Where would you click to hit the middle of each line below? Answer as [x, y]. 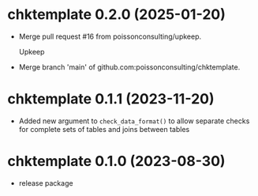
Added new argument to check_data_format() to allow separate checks [134, 121]
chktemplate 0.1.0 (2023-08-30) [116, 162]
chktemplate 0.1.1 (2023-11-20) [111, 99]
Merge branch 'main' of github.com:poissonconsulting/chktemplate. [129, 67]
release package [46, 183]
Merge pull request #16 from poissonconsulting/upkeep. [110, 36]
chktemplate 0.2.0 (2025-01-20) [116, 15]
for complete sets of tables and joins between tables [104, 129]
